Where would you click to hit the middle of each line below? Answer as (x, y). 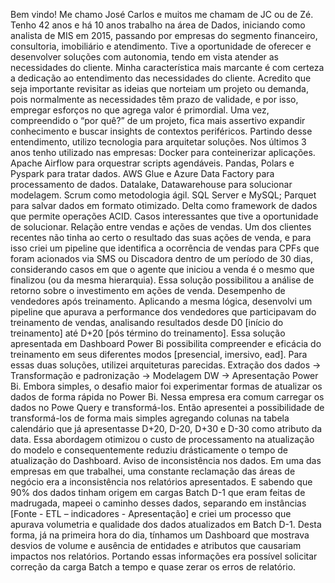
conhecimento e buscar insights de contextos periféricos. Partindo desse (161, 131)
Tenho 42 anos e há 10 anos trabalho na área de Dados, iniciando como (158, 25)
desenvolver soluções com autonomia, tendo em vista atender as (144, 57)
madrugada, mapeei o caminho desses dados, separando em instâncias (158, 503)
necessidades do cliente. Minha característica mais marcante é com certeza (167, 67)
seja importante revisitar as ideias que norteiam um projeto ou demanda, (159, 88)
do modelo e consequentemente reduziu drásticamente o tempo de (149, 450)
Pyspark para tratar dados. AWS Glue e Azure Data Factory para (142, 173)
